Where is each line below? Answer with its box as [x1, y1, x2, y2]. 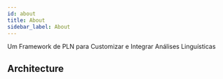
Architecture [7, 62, 65, 74]
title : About [7, 17, 46, 24]
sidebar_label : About [7, 23, 71, 30]
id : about [7, 10, 36, 17]
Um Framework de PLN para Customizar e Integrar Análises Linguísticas [7, 43, 216, 51]
